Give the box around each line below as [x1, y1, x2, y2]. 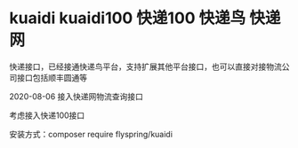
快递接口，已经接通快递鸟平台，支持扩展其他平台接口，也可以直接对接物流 [9, 61, 282, 72]
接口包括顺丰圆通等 [16, 72, 87, 82]
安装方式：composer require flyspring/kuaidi [9, 129, 173, 139]
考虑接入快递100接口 [9, 110, 85, 121]
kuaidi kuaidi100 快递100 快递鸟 [9, 8, 246, 28]
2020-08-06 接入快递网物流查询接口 [9, 90, 144, 102]
